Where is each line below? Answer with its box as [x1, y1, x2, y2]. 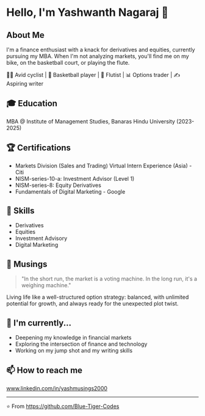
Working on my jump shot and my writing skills [15, 347, 133, 354]
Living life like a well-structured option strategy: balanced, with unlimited [6, 293, 189, 301]
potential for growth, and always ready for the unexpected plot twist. [6, 300, 179, 307]
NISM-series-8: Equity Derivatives [15, 181, 102, 189]
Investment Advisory [15, 235, 68, 242]
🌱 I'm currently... [6, 318, 72, 328]
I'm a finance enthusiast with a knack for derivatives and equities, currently [6, 46, 195, 53]
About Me [6, 30, 45, 40]
